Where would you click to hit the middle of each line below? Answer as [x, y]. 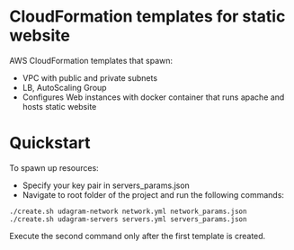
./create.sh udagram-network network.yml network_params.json [128, 211]
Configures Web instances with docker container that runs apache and [153, 97]
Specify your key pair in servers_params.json [106, 185]
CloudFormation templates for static [147, 17]
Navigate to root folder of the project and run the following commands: [153, 194]
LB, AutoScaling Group [64, 87]
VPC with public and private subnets [90, 77]
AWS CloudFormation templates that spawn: [91, 60]
